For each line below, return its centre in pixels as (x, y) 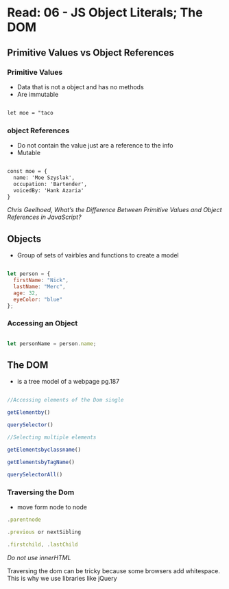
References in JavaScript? (44, 217)
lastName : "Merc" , (40, 286)
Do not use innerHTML (39, 557)
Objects (24, 239)
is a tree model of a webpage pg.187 (68, 382)
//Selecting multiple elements (52, 437)
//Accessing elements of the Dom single (66, 400)
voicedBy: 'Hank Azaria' (49, 190)
